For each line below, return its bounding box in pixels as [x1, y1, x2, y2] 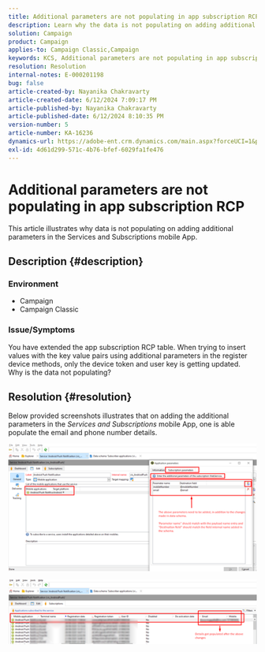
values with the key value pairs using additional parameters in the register [8, 351, 248, 360]
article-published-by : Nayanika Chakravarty [8, 104, 157, 112]
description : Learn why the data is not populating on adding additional [8, 20, 256, 29]
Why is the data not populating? [8, 367, 112, 377]
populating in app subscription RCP [8, 197, 245, 215]
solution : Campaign [8, 29, 73, 37]
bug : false [8, 79, 44, 87]
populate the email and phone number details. [8, 428, 158, 438]
